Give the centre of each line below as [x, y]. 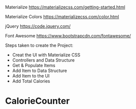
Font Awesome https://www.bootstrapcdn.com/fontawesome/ [68, 36]
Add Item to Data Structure [40, 71]
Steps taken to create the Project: [39, 45]
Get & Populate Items [34, 65]
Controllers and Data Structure [44, 60]
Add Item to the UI [31, 76]
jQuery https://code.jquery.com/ [38, 26]
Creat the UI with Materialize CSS [46, 55]
